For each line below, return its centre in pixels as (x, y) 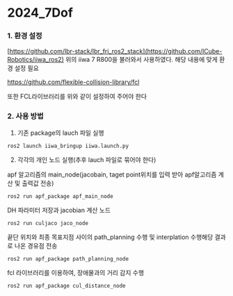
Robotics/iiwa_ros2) (35, 60)
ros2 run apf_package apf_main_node (60, 196)
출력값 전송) (38, 183)
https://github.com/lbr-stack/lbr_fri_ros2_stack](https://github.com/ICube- (116, 51)
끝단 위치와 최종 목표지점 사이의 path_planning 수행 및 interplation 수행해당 (110, 237)
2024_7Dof (40, 13)
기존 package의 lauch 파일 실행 (61, 133)
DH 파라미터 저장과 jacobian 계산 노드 (59, 210)
